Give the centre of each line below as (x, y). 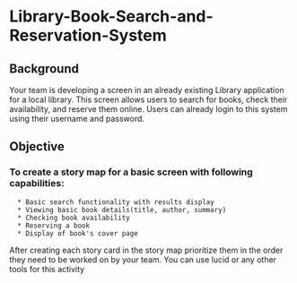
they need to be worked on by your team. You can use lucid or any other (143, 259)
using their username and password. (77, 119)
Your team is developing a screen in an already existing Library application (147, 90)
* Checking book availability (74, 218)
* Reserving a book (54, 226)
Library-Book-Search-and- (111, 17)
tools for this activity (47, 269)
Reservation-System (88, 35)
